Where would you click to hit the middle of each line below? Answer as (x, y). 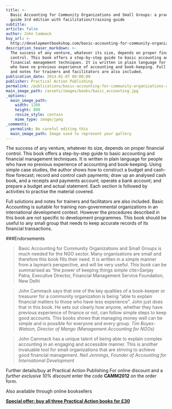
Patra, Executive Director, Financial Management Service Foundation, (91, 276)
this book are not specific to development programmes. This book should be (86, 218)
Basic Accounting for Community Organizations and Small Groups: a (84, 15)
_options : (16, 96)
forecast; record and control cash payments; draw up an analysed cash (91, 175)
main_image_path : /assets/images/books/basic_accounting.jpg (72, 91)
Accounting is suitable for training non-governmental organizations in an (82, 207)
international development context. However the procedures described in (83, 212)
